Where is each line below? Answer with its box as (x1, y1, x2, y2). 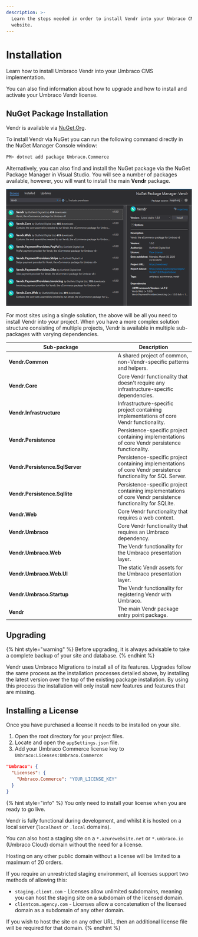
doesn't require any (117, 379, 165, 386)
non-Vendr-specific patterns (117, 359, 190, 366)
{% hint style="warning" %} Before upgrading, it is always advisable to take (6, 646, 190, 653)
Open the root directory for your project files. (14, 733, 124, 740)
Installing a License (6, 705, 79, 716)
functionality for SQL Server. (117, 472, 187, 480)
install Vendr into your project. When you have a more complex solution (6, 318, 180, 325)
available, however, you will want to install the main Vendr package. (6, 177, 171, 184)
